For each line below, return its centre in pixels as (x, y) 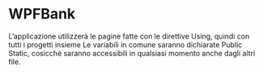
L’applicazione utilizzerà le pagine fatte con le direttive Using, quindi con (129, 36)
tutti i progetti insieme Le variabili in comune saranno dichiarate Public (125, 44)
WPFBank (42, 14)
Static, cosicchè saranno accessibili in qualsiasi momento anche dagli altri (132, 53)
